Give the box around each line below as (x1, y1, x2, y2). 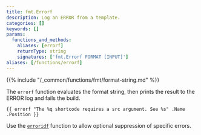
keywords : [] (6, 25, 39, 32)
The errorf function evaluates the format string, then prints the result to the (6, 88, 195, 95)
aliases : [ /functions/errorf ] (6, 59, 83, 65)
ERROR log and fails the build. (6, 94, 81, 102)
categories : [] (6, 20, 45, 26)
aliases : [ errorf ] (17, 43, 64, 49)
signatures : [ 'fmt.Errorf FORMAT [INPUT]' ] (17, 54, 129, 60)
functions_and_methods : (12, 37, 71, 43)
